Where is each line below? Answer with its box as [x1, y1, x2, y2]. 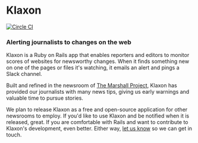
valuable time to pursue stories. [6, 94, 83, 101]
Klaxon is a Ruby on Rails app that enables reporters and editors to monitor [6, 52, 190, 59]
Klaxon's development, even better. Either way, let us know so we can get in [6, 125, 192, 132]
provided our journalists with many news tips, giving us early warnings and [6, 88, 190, 96]
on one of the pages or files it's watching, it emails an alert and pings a [6, 64, 180, 71]
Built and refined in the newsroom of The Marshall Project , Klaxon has [6, 82, 177, 89]
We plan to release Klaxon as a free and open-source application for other [6, 106, 188, 113]
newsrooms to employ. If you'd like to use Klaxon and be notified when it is [6, 112, 189, 119]
